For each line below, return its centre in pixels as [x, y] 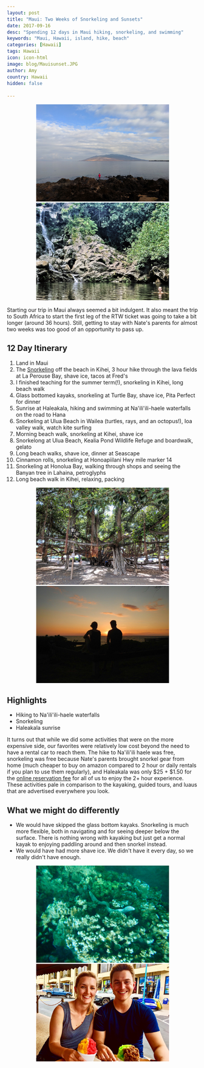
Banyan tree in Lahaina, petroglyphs [61, 472]
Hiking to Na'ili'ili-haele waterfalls [58, 715]
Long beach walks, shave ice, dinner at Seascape [78, 453]
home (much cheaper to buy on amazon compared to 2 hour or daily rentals [102, 766]
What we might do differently [63, 810]
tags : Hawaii [23, 52]
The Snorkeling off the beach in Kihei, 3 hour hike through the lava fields [106, 369]
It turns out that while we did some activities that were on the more [90, 740]
